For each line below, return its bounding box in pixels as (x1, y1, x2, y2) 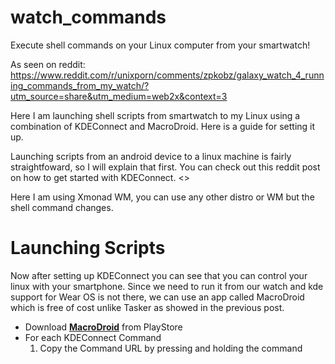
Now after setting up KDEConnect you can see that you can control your (10, 269, 308, 281)
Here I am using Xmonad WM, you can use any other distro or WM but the (10, 191, 315, 203)
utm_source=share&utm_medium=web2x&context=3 (10, 90, 228, 102)
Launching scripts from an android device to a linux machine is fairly (10, 150, 292, 162)
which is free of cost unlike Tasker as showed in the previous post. (10, 301, 285, 313)
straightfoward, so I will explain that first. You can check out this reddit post (10, 161, 321, 173)
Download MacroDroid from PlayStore (24, 321, 183, 333)
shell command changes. (10, 201, 114, 213)
